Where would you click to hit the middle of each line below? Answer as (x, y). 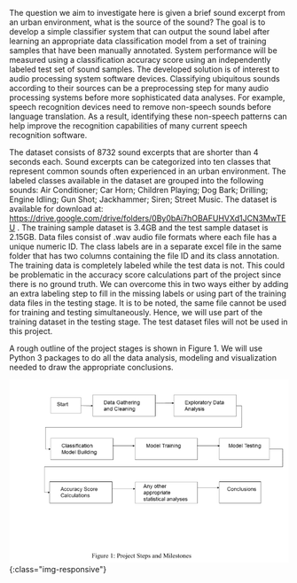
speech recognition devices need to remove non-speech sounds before (141, 107)
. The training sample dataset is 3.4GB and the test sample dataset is (143, 228)
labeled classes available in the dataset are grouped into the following (137, 180)
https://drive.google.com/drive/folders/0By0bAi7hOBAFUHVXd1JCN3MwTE (148, 218)
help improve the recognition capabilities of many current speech (129, 126)
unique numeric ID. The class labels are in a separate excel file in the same (145, 246)
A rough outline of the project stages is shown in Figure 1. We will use (136, 348)
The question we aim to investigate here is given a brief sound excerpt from (147, 13)
